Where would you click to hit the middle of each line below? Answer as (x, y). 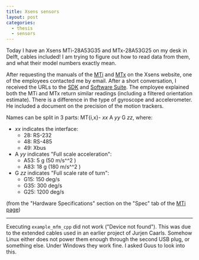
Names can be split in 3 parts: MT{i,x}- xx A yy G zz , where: (79, 118)
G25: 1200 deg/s (44, 192)
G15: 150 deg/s (42, 179)
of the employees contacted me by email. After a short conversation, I (91, 81)
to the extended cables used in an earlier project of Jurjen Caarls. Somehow (99, 233)
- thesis (22, 28)
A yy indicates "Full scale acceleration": (63, 154)
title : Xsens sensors (33, 12)
